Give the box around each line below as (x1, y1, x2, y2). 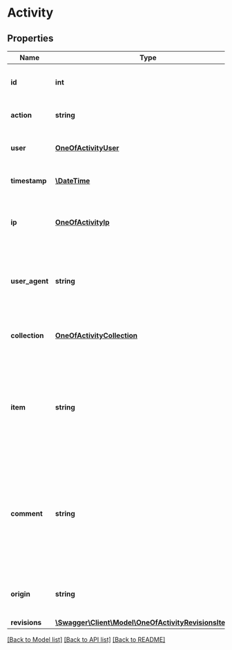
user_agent (10, 277, 49, 286)
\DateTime (55, 176, 90, 185)
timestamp (10, 176, 47, 185)
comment (10, 509, 43, 518)
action (10, 111, 32, 120)
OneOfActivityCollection (55, 331, 138, 340)
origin (10, 589, 31, 599)
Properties (7, 32, 54, 44)
